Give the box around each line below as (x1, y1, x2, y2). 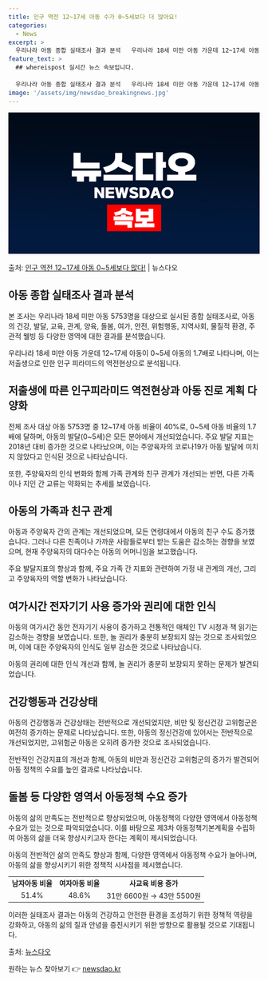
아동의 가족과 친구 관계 (8, 504, 113, 518)
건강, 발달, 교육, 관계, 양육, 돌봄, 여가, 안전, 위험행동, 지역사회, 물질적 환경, (16, 321, 247, 331)
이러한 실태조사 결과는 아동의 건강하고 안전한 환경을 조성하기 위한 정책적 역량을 (8, 910, 254, 919)
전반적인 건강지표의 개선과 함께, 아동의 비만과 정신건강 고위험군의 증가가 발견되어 (8, 755, 260, 764)
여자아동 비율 (59, 878, 100, 887)
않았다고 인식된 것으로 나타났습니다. (16, 452, 128, 461)
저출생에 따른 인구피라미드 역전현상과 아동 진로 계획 (8, 384, 246, 397)
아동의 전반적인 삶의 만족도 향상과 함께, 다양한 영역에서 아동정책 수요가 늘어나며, (8, 850, 258, 859)
